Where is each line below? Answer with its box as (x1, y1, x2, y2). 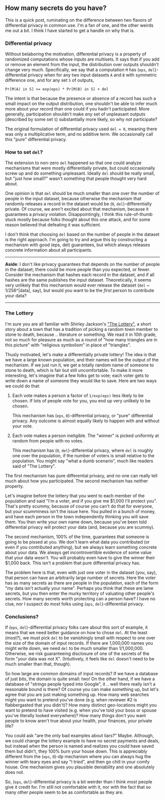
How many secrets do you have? (5, 4, 107, 12)
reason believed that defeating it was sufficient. (5, 222, 102, 228)
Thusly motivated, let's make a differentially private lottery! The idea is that (5, 351, 156, 357)
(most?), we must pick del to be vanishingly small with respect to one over (5, 635, 156, 641)
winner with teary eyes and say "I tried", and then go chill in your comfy (5, 759, 150, 764)
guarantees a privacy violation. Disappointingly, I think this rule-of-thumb (5, 212, 153, 218)
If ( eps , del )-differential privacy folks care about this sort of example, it (5, 624, 148, 630)
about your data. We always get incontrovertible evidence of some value (5, 549, 152, 555)
